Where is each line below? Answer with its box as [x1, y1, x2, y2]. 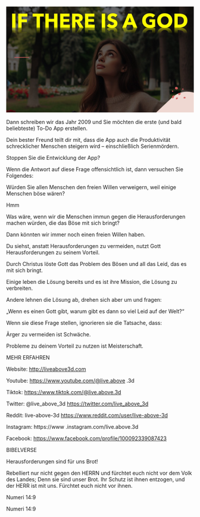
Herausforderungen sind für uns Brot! [6, 457, 98, 465]
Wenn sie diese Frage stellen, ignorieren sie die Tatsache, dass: [6, 319, 162, 326]
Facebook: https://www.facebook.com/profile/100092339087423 [6, 435, 167, 442]
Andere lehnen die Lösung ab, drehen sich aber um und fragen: [6, 296, 162, 303]
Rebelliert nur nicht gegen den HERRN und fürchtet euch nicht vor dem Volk [6, 469, 192, 476]
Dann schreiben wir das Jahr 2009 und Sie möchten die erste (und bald [6, 118, 182, 125]
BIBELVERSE [6, 446, 37, 453]
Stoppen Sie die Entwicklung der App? [6, 154, 101, 161]
